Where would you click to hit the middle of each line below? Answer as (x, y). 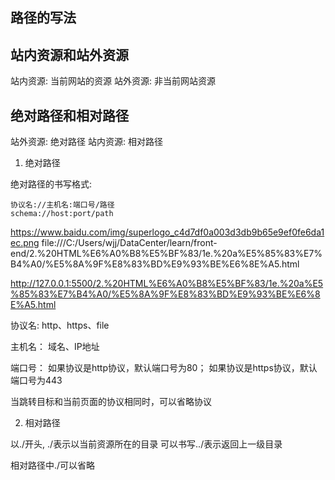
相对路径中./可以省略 (53, 465)
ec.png (25, 243)
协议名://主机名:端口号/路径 (62, 205)
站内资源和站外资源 (69, 54)
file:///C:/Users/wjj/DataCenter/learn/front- (129, 243)
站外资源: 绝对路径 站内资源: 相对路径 (86, 142)
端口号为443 (36, 380)
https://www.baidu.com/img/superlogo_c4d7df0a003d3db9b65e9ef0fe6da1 (167, 232)
